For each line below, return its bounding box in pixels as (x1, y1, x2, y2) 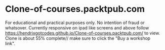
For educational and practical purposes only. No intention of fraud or (5, 20, 145, 25)
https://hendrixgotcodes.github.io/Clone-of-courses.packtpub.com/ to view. (5, 30, 161, 36)
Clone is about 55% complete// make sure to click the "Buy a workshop (5, 35, 151, 41)
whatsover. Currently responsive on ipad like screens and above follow (5, 25, 149, 30)
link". (5, 40, 16, 46)
